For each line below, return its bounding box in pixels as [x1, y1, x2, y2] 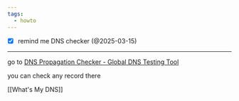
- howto [14, 17, 37, 24]
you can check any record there [7, 71, 101, 80]
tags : [7, 10, 23, 18]
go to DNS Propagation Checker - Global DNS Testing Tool [7, 58, 179, 66]
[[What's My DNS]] [7, 85, 63, 93]
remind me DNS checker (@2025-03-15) [17, 36, 137, 45]
